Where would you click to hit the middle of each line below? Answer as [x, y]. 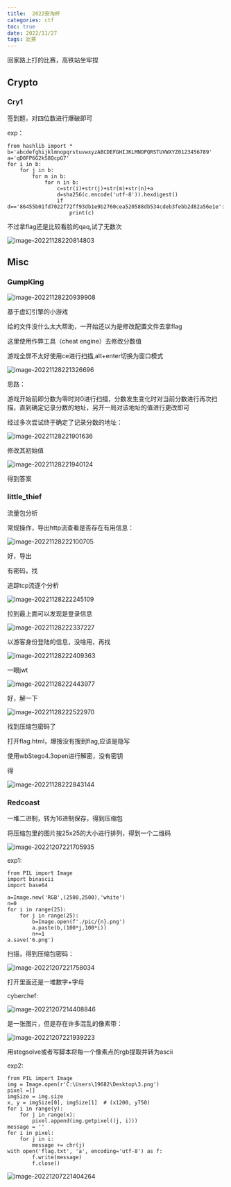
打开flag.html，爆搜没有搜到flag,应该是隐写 [69, 741]
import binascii [31, 879]
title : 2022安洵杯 [34, 14]
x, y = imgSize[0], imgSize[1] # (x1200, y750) [79, 1103]
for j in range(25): [49, 916]
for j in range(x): [48, 1115]
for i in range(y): [35, 1109]
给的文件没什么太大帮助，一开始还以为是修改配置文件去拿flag [95, 326]
